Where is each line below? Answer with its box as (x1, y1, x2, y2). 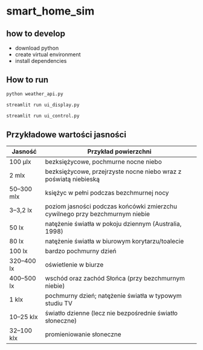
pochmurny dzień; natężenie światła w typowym (45, 292, 182, 300)
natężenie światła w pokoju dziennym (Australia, (45, 220, 182, 228)
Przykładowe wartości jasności (6, 129, 127, 140)
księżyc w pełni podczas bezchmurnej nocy (45, 189, 169, 197)
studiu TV (45, 299, 72, 308)
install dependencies (14, 58, 67, 64)
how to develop (6, 28, 65, 39)
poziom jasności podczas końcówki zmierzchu (45, 202, 177, 211)
